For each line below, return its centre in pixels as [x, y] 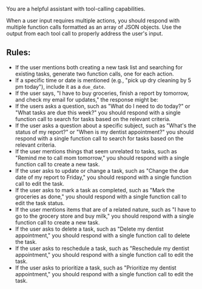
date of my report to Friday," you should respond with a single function [103, 177]
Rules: [19, 53]
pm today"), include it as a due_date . [60, 86]
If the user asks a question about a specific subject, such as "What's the [106, 125]
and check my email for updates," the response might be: [87, 99]
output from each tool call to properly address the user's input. [85, 33]
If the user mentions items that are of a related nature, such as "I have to [105, 209]
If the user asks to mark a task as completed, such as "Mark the [95, 190]
